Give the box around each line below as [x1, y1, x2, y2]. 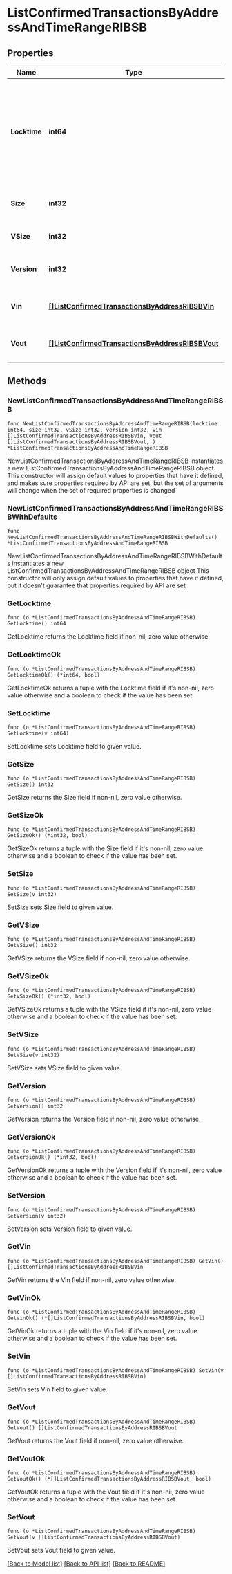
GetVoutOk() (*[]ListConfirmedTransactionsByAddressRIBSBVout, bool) [7, 1476, 212, 1483]
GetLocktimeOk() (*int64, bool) [7, 671, 100, 679]
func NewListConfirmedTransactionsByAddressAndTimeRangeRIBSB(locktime [7, 420, 217, 427]
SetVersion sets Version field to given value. [7, 1225, 133, 1233]
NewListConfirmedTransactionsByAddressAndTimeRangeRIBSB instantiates [7, 457, 223, 465]
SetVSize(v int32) [7, 1052, 60, 1059]
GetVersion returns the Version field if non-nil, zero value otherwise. [7, 1115, 201, 1123]
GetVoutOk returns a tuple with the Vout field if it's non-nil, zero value [7, 1488, 205, 1496]
